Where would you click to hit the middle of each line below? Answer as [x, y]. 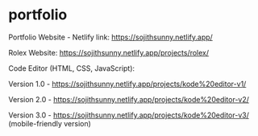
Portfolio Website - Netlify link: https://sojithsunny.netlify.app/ [111, 37]
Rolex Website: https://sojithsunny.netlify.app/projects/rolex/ [109, 52]
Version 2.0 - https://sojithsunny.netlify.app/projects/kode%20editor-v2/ [129, 99]
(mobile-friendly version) [50, 123]
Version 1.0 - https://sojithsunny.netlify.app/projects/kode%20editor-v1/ [127, 84]
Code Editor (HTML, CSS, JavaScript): [72, 68]
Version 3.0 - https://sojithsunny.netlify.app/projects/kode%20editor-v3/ [129, 115]
